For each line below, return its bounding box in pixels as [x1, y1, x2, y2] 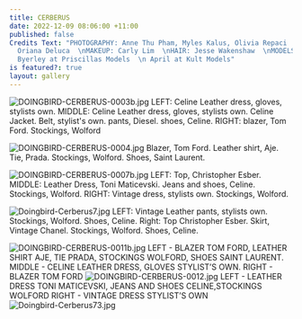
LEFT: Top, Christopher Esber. [150, 169, 262, 180]
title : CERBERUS [9, 13, 70, 22]
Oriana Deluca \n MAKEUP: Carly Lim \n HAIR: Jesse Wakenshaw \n [17, 47, 271, 56]
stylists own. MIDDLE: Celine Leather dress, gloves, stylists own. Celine [9, 105, 274, 117]
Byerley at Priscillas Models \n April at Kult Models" [17, 55, 235, 64]
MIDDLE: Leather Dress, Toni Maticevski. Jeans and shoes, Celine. [9, 179, 256, 190]
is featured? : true [9, 64, 83, 73]
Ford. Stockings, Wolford [9, 125, 102, 136]
